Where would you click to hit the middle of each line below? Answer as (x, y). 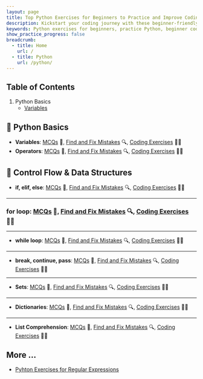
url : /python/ (35, 62)
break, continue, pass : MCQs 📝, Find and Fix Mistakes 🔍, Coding (97, 260)
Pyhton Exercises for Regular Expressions (67, 369)
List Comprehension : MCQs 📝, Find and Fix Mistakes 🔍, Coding (95, 327)
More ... (21, 355)
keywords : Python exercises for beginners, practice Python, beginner (97, 29)
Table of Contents (41, 87)
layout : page (23, 12)
